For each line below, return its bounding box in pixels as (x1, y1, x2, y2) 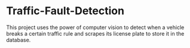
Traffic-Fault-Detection (6, 4, 124, 18)
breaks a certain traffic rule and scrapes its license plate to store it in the (6, 30, 185, 37)
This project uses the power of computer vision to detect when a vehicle (6, 24, 185, 31)
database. (6, 36, 31, 43)
